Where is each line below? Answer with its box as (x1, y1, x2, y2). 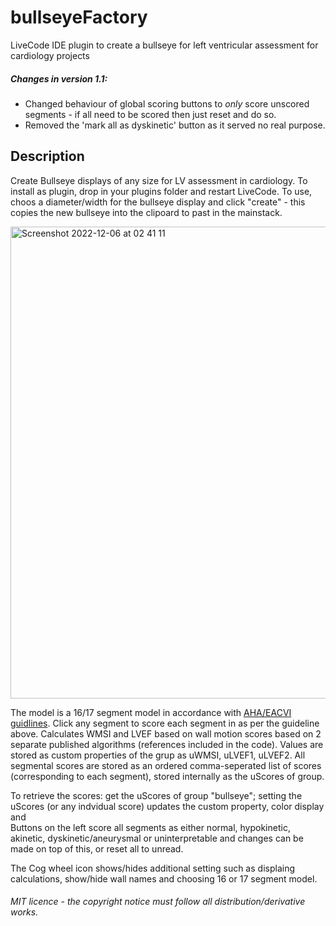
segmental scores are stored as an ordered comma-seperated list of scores (10, 759, 322, 771)
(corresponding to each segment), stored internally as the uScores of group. (10, 770, 325, 782)
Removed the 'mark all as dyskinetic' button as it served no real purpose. (24, 119, 326, 131)
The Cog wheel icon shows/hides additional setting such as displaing (10, 862, 295, 874)
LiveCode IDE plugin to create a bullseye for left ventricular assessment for (10, 39, 319, 51)
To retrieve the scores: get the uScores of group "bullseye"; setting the (10, 789, 303, 801)
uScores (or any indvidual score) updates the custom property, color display (10, 800, 325, 812)
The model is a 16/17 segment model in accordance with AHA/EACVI (10, 706, 292, 718)
